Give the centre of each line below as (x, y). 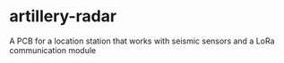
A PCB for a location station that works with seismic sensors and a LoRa (142, 41)
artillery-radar (63, 16)
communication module (53, 50)
